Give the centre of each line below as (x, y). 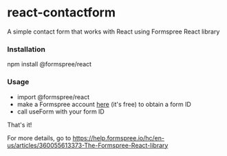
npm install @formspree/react (49, 64)
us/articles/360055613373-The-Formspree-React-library (88, 145)
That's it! (20, 125)
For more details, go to (39, 138)
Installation (26, 49)
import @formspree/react (53, 96)
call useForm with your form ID (61, 112)
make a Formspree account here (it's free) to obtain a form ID (104, 104)
